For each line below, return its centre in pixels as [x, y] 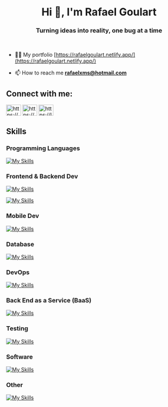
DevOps [18, 272]
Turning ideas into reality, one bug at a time [99, 31]
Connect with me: [39, 94]
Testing [17, 328]
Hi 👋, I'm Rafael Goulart [99, 12]
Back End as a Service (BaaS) [49, 301]
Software [20, 357]
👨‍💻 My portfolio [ [35, 55]
